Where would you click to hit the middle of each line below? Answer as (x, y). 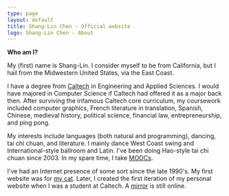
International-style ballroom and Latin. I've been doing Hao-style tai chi (108, 151)
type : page (23, 13)
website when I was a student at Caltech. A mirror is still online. (97, 186)
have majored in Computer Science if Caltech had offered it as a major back (115, 94)
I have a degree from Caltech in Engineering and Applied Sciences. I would (113, 86)
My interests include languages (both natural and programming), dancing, (111, 136)
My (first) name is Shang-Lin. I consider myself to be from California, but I (112, 65)
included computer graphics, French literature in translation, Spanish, (105, 108)
